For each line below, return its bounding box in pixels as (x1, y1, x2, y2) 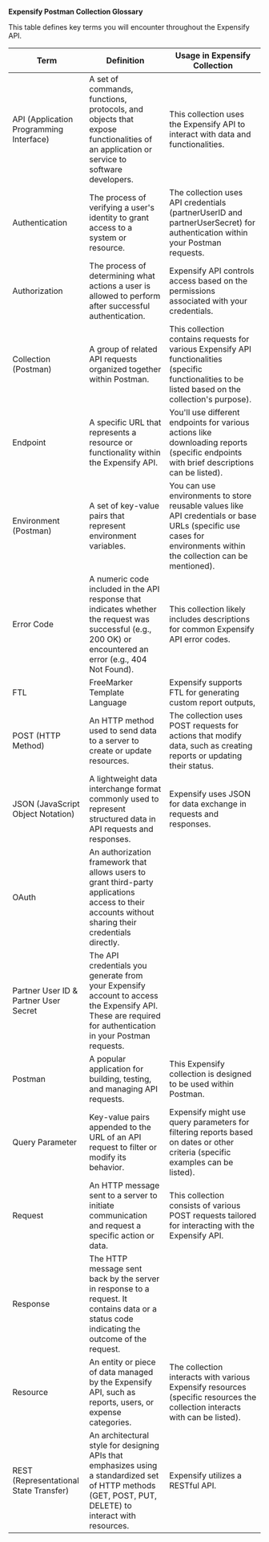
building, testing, (89, 1074, 152, 1084)
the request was (89, 614, 151, 625)
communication (89, 1210, 148, 1221)
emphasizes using (89, 1460, 158, 1471)
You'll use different (169, 407, 240, 418)
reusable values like (169, 500, 244, 511)
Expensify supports (169, 677, 243, 687)
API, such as (89, 1387, 136, 1397)
